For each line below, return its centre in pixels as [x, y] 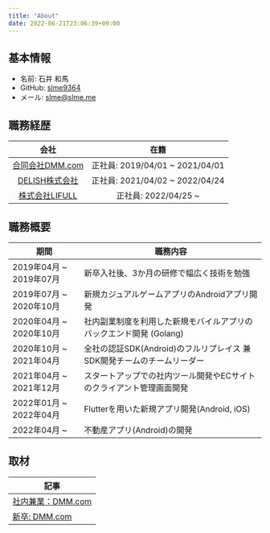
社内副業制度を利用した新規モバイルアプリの [168, 321]
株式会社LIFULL [48, 196]
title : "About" [34, 16]
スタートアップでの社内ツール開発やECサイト [170, 375]
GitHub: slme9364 [50, 88]
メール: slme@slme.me [58, 97]
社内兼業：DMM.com [52, 502]
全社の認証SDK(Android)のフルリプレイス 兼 [168, 349]
